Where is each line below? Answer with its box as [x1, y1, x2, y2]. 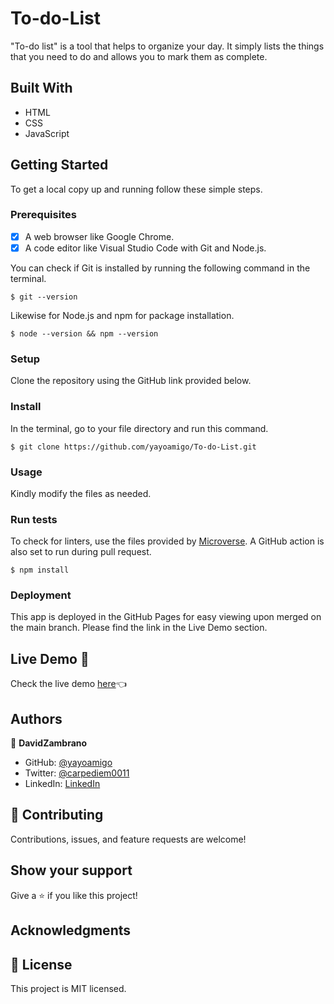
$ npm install [10, 565, 70, 576]
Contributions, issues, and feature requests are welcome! [10, 833, 247, 845]
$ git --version [10, 292, 78, 302]
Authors [10, 710, 63, 727]
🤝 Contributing [10, 807, 104, 824]
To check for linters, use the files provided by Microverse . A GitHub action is [10, 535, 325, 547]
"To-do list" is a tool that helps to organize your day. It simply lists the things [10, 40, 325, 52]
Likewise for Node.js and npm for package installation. [10, 309, 235, 321]
